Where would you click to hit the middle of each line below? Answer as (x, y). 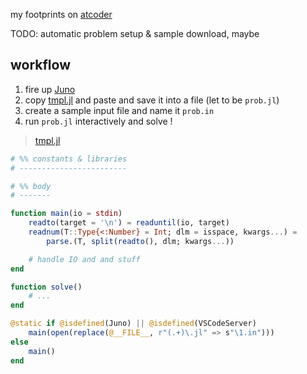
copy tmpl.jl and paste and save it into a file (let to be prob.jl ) (152, 100)
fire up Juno (50, 89)
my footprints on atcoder (61, 14)
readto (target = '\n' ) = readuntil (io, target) (129, 223)
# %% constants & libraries (69, 159)
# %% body (31, 186)
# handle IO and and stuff (84, 259)
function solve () (46, 287)
